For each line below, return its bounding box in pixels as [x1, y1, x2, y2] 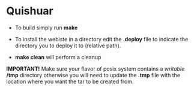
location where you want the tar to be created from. [6, 78, 134, 85]
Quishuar [6, 4, 53, 18]
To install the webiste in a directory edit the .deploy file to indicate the [14, 35, 189, 43]
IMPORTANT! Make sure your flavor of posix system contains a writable [6, 65, 185, 72]
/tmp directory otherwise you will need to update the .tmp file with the [6, 71, 181, 78]
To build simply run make [14, 24, 78, 31]
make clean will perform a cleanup [14, 53, 102, 60]
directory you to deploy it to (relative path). [14, 42, 121, 49]
